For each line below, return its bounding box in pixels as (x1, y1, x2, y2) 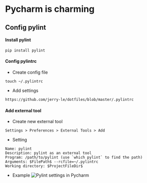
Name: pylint (5, 146, 32, 151)
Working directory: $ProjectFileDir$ (5, 164, 83, 169)
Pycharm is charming (5, 3, 95, 15)
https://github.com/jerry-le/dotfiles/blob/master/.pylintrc (5, 97, 134, 102)
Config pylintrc (5, 58, 37, 64)
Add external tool (5, 107, 42, 113)
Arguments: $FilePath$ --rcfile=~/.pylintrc (5, 159, 98, 164)
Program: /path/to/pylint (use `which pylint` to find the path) (5, 155, 143, 160)
